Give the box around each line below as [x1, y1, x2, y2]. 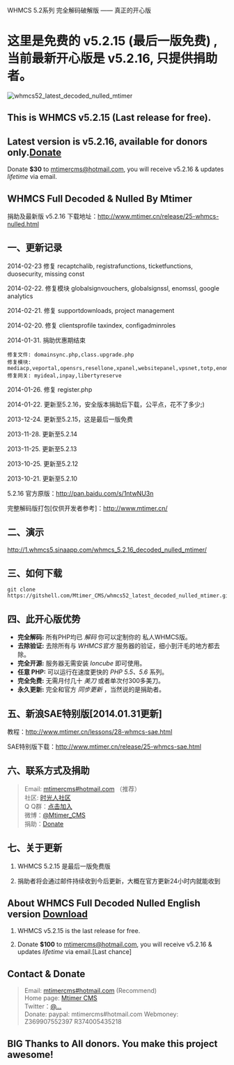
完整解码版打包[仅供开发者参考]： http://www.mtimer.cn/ [7, 504, 169, 512]
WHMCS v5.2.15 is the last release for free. [17, 927, 141, 935]
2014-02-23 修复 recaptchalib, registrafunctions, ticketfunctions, [7, 261, 194, 270]
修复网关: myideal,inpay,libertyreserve [7, 372, 122, 379]
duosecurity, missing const [7, 270, 85, 278]
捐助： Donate [24, 819, 64, 828]
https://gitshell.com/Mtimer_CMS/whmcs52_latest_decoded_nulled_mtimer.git [7, 592, 232, 599]
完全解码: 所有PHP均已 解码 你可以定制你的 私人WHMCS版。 [17, 633, 192, 641]
